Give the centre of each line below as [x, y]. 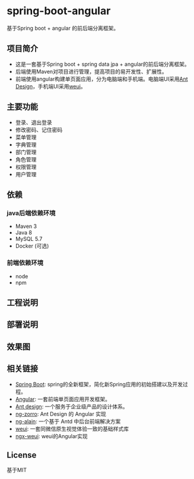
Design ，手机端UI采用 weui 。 [50, 86]
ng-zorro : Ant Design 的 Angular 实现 [61, 414]
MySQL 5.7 [29, 239]
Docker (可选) [32, 246]
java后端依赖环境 [31, 213]
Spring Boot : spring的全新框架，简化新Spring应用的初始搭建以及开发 [99, 384]
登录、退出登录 [34, 122]
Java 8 [23, 233]
